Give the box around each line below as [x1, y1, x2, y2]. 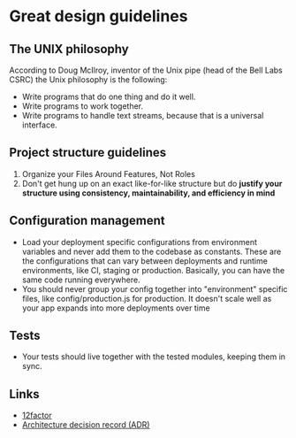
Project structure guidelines [9, 145, 166, 160]
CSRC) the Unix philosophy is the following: [9, 74, 168, 85]
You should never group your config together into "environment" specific [21, 283, 288, 294]
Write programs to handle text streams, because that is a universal [21, 111, 264, 120]
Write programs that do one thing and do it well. [21, 91, 196, 102]
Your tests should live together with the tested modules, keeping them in [21, 351, 285, 362]
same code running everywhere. [21, 274, 140, 285]
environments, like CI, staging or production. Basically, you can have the [21, 265, 285, 275]
